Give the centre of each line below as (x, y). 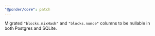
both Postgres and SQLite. (31, 28)
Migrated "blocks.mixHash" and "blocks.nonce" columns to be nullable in (77, 23)
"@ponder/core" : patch (27, 9)
